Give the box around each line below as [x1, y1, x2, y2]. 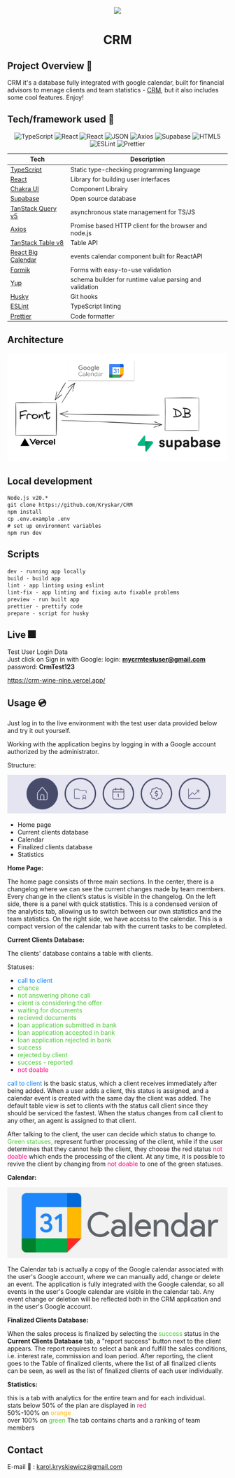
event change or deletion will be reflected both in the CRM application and [7, 1295, 222, 1304]
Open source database [70, 195, 136, 203]
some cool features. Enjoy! [7, 93, 84, 102]
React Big [10, 249, 38, 257]
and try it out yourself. [7, 727, 71, 735]
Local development [7, 475, 93, 487]
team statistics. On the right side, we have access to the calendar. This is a [7, 914, 222, 923]
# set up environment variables [7, 522, 101, 530]
